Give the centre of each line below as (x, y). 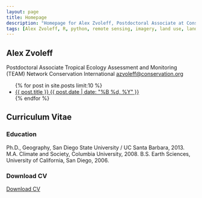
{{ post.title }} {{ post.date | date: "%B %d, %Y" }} (77, 92)
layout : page (23, 12)
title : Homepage (26, 17)
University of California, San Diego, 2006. (58, 160)
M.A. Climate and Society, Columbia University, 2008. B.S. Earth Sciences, (98, 153)
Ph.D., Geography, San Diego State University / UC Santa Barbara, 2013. (96, 147)
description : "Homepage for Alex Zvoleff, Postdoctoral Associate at (95, 23)
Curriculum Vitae (39, 117)
